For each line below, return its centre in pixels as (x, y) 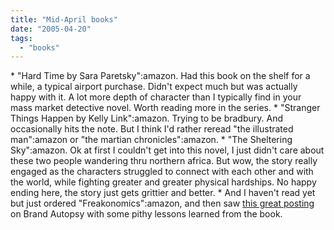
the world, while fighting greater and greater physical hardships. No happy (163, 182)
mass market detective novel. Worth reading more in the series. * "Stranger (165, 108)
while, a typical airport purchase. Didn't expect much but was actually (154, 87)
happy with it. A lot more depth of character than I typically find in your (156, 97)
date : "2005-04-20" (51, 29)
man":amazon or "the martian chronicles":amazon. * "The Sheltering (151, 140)
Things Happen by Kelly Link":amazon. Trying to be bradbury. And (146, 118)
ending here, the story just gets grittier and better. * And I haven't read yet (163, 193)
